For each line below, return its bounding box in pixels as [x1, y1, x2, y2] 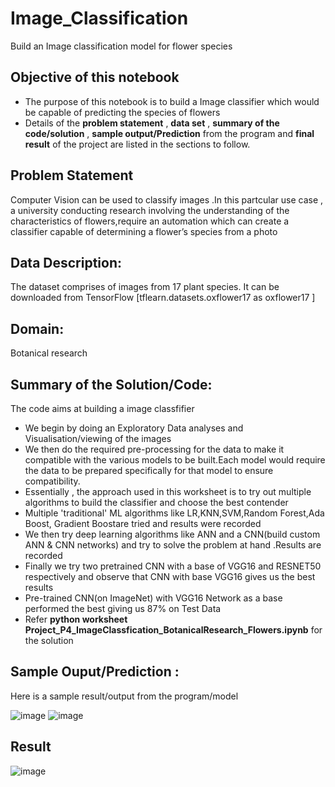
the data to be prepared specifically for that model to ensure [24, 465, 274, 476]
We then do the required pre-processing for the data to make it [24, 443, 285, 455]
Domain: [10, 320, 65, 337]
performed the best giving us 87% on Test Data [24, 603, 222, 614]
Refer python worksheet [24, 613, 128, 625]
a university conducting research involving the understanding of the [10, 204, 290, 216]
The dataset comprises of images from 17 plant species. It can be [10, 281, 280, 293]
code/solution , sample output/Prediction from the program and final [24, 127, 315, 139]
